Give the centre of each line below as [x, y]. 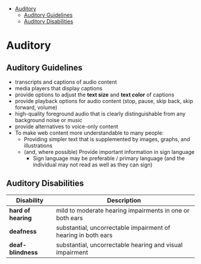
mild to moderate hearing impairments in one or [123, 210]
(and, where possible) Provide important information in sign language [109, 152]
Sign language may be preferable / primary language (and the [109, 158]
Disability [30, 200]
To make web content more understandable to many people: [89, 133]
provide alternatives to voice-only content [66, 126]
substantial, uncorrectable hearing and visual [119, 245]
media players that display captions [59, 88]
